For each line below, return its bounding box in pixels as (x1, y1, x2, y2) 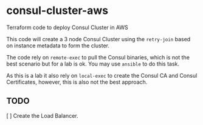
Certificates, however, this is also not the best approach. (6, 78, 148, 86)
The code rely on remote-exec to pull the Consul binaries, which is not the (6, 53, 190, 61)
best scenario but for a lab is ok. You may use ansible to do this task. (6, 60, 179, 67)
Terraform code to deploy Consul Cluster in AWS (6, 24, 129, 31)
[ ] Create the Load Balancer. (6, 112, 78, 119)
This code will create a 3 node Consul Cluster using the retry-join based (6, 35, 191, 42)
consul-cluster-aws (6, 4, 108, 18)
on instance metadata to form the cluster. (6, 42, 110, 49)
